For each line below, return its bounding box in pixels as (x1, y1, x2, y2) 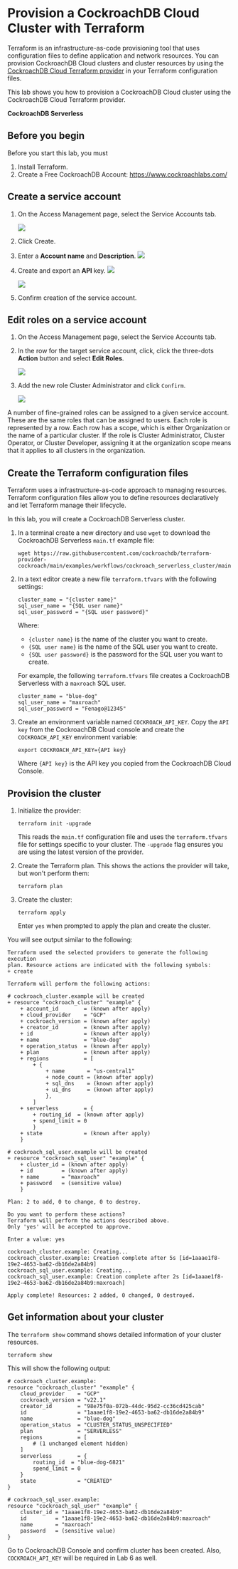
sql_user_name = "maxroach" (17, 699, 101, 707)
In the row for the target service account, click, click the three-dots (17, 347, 215, 355)
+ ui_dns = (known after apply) (45, 1086, 154, 1093)
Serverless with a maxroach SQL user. (17, 679, 126, 688)
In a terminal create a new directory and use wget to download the (17, 528, 211, 537)
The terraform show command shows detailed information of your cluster (7, 1330, 222, 1338)
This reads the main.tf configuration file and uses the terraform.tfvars (17, 833, 228, 841)
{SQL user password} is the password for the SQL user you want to (28, 650, 223, 659)
